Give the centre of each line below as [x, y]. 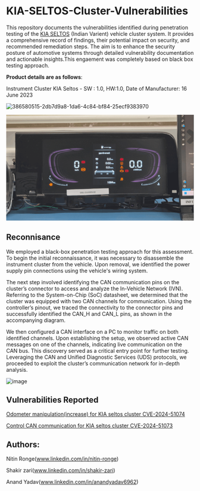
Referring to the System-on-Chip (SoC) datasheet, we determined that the [97, 295]
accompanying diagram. [36, 320]
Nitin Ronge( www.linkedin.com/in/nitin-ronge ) [62, 459]
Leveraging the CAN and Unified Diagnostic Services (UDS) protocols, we [96, 357]
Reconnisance [33, 237]
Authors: [23, 444]
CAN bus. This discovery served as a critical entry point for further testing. [98, 350]
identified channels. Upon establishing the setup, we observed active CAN [97, 338]
